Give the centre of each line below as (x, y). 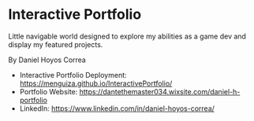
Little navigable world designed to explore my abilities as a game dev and (127, 36)
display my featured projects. (56, 44)
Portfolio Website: (49, 91)
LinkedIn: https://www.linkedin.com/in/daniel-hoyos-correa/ (117, 108)
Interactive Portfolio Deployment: (73, 75)
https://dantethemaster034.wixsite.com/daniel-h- (160, 91)
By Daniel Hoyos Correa (47, 60)
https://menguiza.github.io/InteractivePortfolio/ (96, 83)
